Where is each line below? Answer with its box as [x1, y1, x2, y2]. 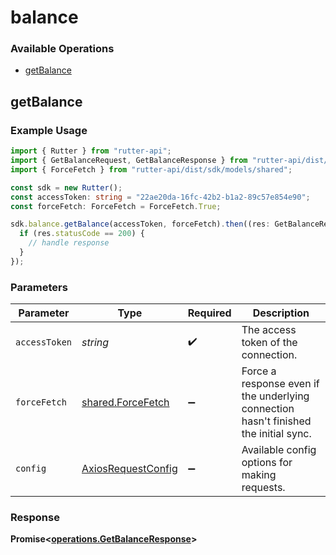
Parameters [10, 280, 68, 294]
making [241, 468, 277, 482]
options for [241, 456, 293, 470]
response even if [241, 377, 320, 391]
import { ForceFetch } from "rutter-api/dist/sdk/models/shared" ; [10, 164, 293, 175]
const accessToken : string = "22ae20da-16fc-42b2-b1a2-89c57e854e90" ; [10, 192, 311, 202]
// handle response [28, 238, 110, 248]
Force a [241, 364, 277, 378]
